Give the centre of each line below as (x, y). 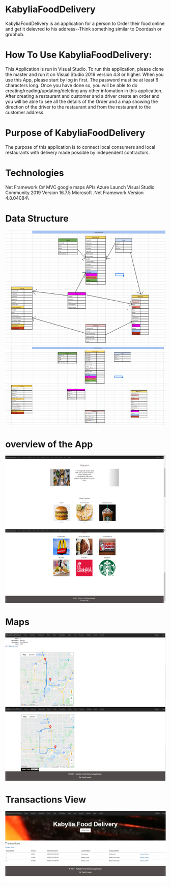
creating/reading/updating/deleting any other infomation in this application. (84, 91)
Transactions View (46, 800)
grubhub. (15, 34)
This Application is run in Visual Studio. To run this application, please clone (85, 69)
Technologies (35, 173)
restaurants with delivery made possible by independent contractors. (78, 152)
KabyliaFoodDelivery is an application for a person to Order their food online (85, 23)
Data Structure (37, 218)
